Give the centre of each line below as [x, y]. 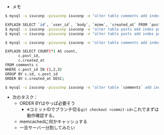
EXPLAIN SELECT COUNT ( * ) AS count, [41, 51]
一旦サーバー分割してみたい [47, 128]
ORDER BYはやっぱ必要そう [47, 103]
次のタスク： [25, 97]
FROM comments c [21, 65]
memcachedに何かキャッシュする [53, 122]
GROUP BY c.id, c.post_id [31, 74]
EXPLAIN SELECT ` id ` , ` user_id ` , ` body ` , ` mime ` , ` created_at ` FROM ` [78, 25]
